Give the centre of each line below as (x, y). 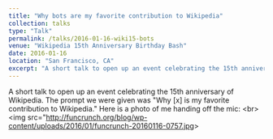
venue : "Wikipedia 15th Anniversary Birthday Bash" (97, 46)
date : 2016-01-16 (38, 53)
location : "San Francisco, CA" (61, 61)
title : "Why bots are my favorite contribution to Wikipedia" (116, 16)
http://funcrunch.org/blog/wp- (97, 117)
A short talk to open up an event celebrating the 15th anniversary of (121, 91)
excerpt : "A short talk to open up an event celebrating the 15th (123, 69)
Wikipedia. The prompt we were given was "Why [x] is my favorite (119, 100)
